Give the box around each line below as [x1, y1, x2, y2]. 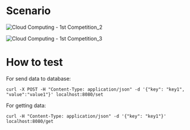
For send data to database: [6, 75, 72, 82]
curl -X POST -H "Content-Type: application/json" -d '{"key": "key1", [6, 86, 185, 92]
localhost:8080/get [6, 118, 54, 124]
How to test [6, 56, 63, 69]
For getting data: [6, 102, 46, 109]
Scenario [6, 4, 51, 18]
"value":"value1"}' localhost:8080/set [6, 91, 104, 98]
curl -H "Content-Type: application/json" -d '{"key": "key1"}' [6, 113, 167, 119]
